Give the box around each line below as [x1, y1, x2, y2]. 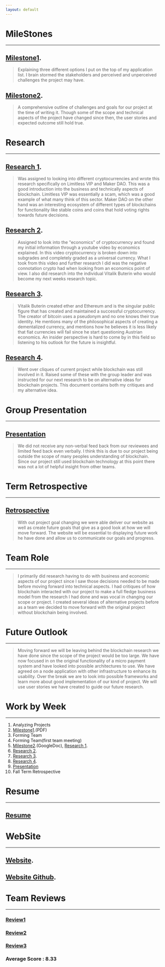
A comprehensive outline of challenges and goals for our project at [17, 104, 153, 110]
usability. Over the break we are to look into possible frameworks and [17, 673, 158, 679]
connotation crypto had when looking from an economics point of [17, 265, 150, 271]
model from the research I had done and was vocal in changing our [17, 594, 153, 600]
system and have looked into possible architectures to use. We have [17, 663, 155, 669]
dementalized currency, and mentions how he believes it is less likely [17, 324, 157, 330]
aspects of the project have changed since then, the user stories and [17, 115, 157, 121]
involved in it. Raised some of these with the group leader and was [17, 372, 152, 378]
